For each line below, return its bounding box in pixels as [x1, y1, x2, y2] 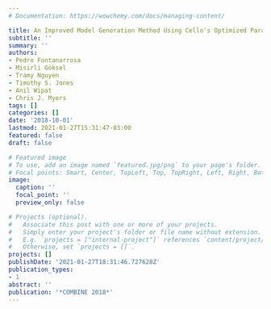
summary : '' [8, 41, 48, 49]
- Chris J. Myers [8, 94, 67, 102]
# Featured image [8, 153, 67, 161]
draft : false [8, 139, 52, 147]
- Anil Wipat [8, 86, 52, 94]
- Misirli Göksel [8, 64, 67, 73]
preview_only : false [15, 198, 85, 207]
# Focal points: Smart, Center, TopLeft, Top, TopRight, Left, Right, [8, 169, 251, 177]
